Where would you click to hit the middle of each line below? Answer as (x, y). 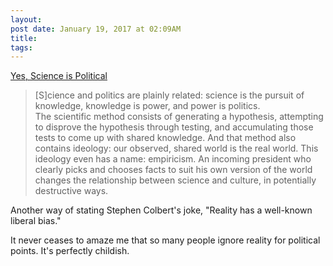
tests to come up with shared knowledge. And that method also (165, 138)
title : (24, 38)
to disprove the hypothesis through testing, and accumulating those (174, 127)
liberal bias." (36, 221)
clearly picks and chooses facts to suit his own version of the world (173, 170)
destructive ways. (71, 191)
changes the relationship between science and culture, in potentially (175, 180)
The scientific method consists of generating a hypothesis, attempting (179, 117)
